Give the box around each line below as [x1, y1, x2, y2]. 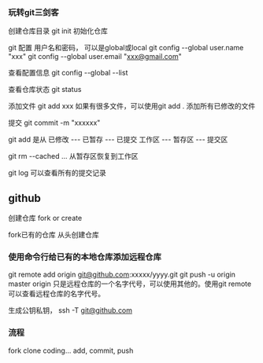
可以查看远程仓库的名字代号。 [8, 289, 105, 299]
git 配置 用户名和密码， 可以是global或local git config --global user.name [8, 43, 244, 53]
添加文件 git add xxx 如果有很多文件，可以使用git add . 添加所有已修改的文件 [8, 101, 256, 111]
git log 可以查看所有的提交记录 [8, 168, 106, 178]
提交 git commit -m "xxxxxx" [8, 118, 101, 127]
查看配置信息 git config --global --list [8, 68, 128, 78]
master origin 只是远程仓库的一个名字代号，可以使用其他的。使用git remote [8, 279, 252, 288]
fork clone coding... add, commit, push [8, 346, 134, 355]
